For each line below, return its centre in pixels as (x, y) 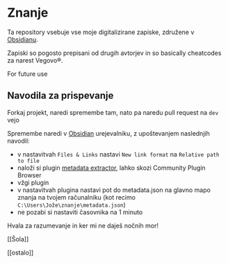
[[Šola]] (18, 239)
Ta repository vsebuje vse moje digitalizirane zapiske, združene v (101, 32)
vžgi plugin (33, 182)
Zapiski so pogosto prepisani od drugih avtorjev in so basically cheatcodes (114, 53)
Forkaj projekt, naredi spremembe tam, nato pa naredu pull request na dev (113, 112)
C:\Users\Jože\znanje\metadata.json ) (72, 205)
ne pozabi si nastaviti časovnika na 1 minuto (80, 212)
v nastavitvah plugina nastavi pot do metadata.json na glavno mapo (114, 190)
